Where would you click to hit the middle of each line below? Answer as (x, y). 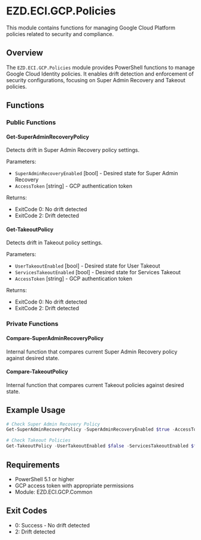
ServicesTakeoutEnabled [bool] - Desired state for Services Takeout (98, 272)
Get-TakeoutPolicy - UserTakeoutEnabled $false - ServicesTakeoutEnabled (97, 446)
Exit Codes (27, 511)
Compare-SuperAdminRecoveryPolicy (55, 338)
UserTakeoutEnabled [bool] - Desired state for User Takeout (87, 266)
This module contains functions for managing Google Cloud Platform (91, 28)
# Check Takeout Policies (38, 440)
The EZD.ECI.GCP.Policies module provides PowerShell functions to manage (100, 67)
